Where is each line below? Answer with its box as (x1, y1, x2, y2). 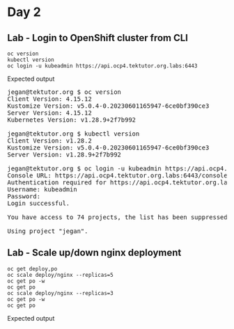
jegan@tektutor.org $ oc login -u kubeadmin (7, 165, 162, 172)
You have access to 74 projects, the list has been (7, 214, 188, 221)
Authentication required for (7, 179, 107, 186)
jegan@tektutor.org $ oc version (7, 88, 122, 96)
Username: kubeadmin (7, 186, 78, 193)
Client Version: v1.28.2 (7, 137, 92, 145)
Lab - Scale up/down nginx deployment (7, 247, 182, 259)
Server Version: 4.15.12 (7, 109, 92, 117)
